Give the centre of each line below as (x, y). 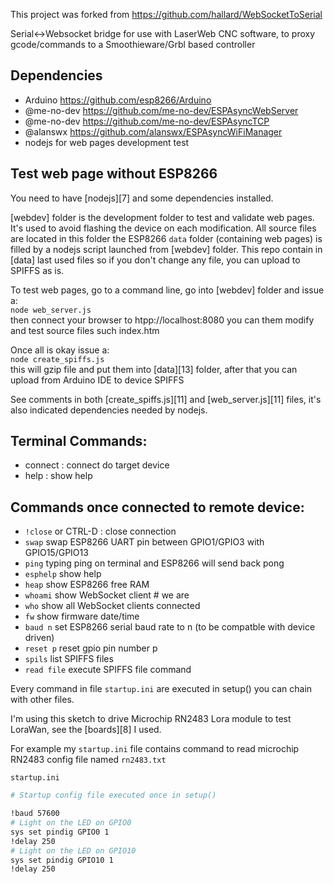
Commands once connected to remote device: (157, 507)
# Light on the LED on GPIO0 (71, 823)
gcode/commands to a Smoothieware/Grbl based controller (133, 44)
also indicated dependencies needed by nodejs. (109, 410)
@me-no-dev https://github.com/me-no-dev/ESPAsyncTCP (147, 121)
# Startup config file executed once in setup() (113, 795)
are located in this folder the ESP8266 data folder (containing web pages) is (166, 238)
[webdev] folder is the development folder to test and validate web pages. (162, 217)
